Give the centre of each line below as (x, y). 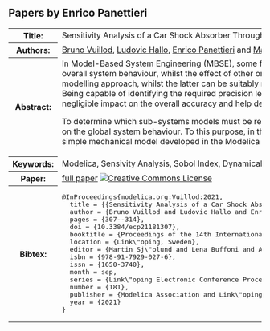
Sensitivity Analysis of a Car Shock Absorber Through (163, 35)
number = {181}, (99, 287)
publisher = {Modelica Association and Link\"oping (166, 295)
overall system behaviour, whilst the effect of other (157, 74)
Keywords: (33, 163)
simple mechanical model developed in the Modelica (161, 142)
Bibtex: (33, 254)
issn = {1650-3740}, (107, 265)
